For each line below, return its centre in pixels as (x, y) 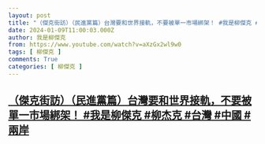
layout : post (30, 15)
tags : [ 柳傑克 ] (35, 52)
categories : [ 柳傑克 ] (45, 67)
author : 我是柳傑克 (37, 37)
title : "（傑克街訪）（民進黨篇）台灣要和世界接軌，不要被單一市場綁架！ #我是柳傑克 (130, 23)
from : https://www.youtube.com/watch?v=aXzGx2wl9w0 (95, 45)
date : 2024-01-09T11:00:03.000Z (61, 30)
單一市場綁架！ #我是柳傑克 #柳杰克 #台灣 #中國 (125, 115)
